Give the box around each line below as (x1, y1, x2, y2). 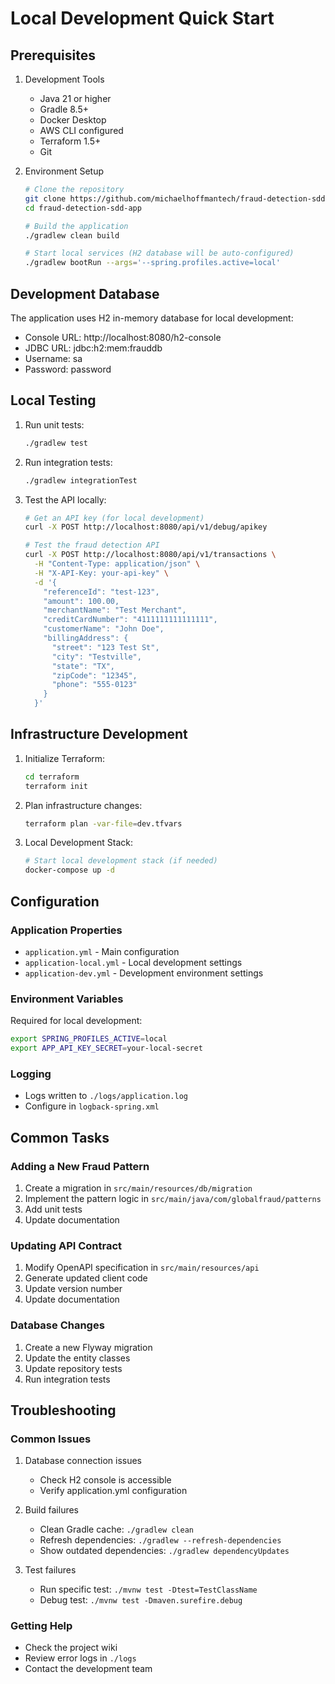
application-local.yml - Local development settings (24, 956, 243, 968)
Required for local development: (10, 1015, 143, 1027)
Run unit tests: (24, 418, 85, 431)
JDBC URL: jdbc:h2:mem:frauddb (24, 342, 163, 354)
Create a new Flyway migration (24, 1341, 153, 1353)
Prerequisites (10, 47, 96, 64)
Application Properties (10, 923, 123, 937)
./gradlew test (24, 438, 89, 448)
